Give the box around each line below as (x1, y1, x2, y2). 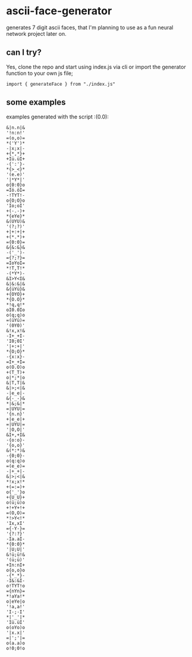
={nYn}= (6, 588, 26, 594)
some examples (6, 97, 67, 108)
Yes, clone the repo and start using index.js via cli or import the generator (6, 63, 186, 70)
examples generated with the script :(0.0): (6, 113, 109, 120)
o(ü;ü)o (6, 499, 26, 505)
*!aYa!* (6, 593, 26, 599)
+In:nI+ (6, 562, 26, 568)
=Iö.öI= (6, 187, 26, 193)
